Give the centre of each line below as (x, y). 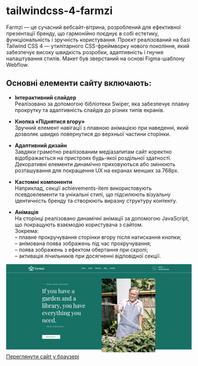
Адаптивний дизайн (41, 145)
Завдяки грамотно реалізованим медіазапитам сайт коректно (93, 151)
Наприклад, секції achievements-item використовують (83, 188)
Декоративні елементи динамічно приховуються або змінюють (95, 164)
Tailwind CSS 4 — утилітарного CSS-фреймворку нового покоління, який (98, 46)
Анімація (27, 212)
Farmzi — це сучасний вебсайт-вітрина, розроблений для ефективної (94, 27)
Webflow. (17, 65)
